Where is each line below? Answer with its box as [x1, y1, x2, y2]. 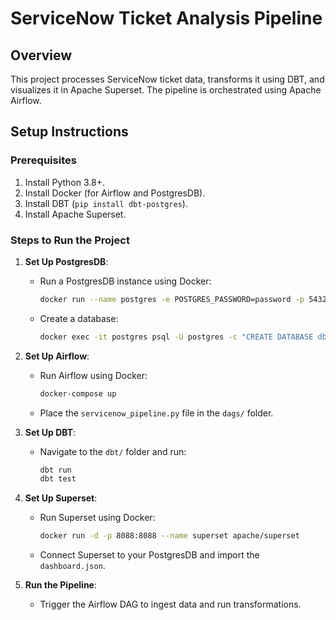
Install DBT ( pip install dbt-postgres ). [24, 197, 188, 209]
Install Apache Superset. [24, 208, 127, 220]
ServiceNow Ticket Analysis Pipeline [10, 7, 323, 30]
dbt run [39, 465, 72, 475]
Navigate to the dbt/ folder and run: [39, 445, 187, 457]
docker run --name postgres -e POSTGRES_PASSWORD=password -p [39, 294, 305, 304]
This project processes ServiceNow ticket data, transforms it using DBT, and [10, 73, 325, 85]
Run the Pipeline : [24, 579, 97, 591]
